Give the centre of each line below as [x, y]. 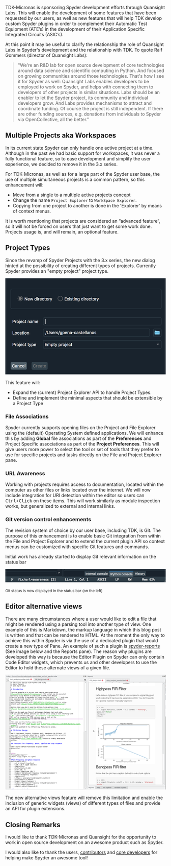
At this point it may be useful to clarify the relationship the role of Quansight [84, 44]
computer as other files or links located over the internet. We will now [78, 490]
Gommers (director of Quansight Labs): [46, 55]
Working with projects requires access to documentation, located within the [84, 484]
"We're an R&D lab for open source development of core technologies [91, 65]
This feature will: [23, 382]
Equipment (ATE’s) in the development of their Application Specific [75, 29]
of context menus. [32, 211]
